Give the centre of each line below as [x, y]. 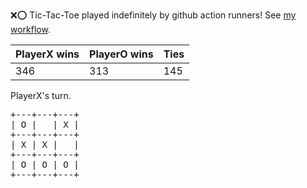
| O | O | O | [45, 164]
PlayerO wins [121, 54]
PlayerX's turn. [41, 95]
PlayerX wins [47, 54]
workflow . [30, 29]
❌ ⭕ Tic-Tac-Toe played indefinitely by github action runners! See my [153, 15]
